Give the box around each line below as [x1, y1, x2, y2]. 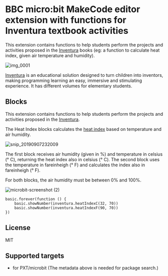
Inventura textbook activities [5, 25, 129, 36]
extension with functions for [5, 14, 127, 26]
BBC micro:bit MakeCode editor [5, 4, 140, 15]
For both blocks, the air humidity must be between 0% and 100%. [5, 177, 142, 183]
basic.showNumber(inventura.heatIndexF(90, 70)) [14, 205, 119, 210]
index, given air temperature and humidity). [5, 52, 95, 59]
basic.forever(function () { [5, 196, 67, 202]
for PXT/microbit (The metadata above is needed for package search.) [12, 265, 159, 271]
